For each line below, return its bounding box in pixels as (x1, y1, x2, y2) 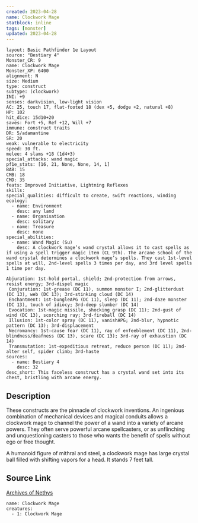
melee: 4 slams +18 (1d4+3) (6, 151, 76, 157)
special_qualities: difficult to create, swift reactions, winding (6, 193, 177, 199)
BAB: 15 (6, 167, 25, 173)
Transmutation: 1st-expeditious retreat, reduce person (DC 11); (8, 344, 174, 349)
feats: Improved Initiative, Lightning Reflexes (6, 182, 129, 188)
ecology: (6, 198, 28, 204)
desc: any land (17, 209, 55, 215)
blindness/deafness (6, 333, 55, 339)
